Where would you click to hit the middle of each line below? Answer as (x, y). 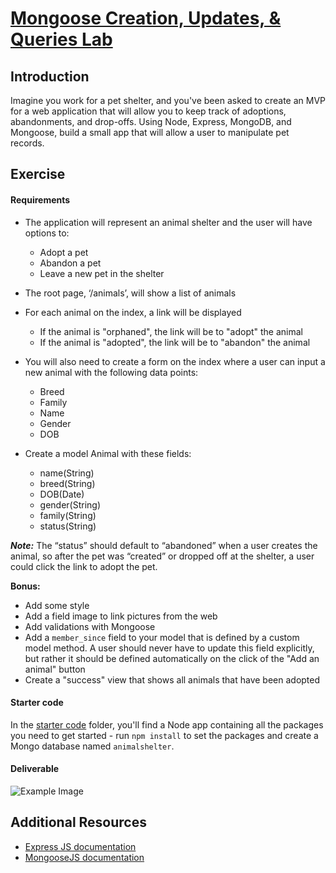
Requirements (40, 199)
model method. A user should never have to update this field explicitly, (169, 648)
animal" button (55, 669)
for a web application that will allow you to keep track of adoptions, (148, 111)
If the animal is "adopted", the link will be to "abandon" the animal (175, 342)
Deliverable (35, 769)
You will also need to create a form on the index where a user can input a (175, 361)
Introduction (50, 76)
